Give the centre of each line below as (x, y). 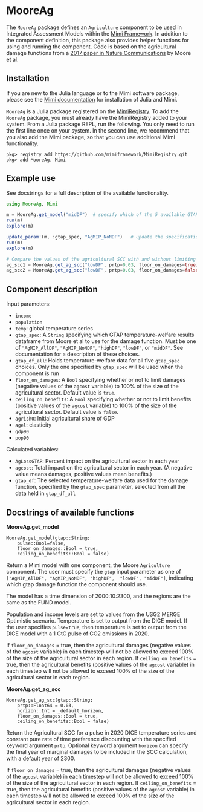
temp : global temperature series (54, 329)
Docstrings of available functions (70, 512)
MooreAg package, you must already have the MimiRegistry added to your (97, 117)
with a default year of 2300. (41, 758)
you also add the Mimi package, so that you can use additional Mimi (91, 137)
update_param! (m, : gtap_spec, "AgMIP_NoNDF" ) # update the (85, 237)
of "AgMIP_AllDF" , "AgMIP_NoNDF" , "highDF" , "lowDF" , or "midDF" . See (99, 348)
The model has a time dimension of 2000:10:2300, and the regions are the (99, 596)
